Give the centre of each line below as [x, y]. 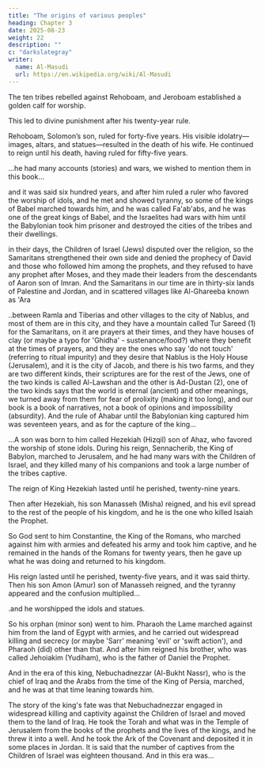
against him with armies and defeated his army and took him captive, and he [132, 544]
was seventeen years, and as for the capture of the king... [102, 424]
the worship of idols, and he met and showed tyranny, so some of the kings [131, 200]
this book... [26, 176]
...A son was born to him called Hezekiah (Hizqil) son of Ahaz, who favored [130, 439]
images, [21, 144]
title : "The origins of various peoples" [78, 15]
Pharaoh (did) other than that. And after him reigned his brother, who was [128, 649]
